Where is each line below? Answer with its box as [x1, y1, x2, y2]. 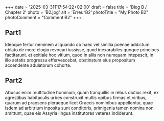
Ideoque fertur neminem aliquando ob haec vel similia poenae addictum [5, 41, 150, 47]
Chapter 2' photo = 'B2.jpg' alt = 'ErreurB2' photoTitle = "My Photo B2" [5, 9, 148, 15]
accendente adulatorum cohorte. [5, 62, 71, 68]
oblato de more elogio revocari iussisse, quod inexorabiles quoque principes [5, 46, 159, 53]
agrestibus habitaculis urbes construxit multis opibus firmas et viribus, [5, 95, 147, 101]
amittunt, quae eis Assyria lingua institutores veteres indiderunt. [5, 110, 134, 116]
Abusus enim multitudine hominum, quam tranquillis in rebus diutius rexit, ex [5, 89, 159, 95]
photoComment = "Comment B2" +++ [5, 15, 82, 20]
